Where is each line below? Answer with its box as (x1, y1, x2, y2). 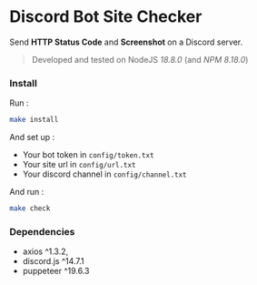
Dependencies (9, 225, 75, 238)
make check (9, 204, 51, 213)
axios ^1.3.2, (22, 246, 69, 257)
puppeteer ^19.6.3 (22, 266, 90, 277)
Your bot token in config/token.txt (22, 149, 154, 160)
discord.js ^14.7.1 (22, 256, 84, 267)
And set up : (9, 132, 55, 143)
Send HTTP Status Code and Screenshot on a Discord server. (9, 36, 243, 47)
